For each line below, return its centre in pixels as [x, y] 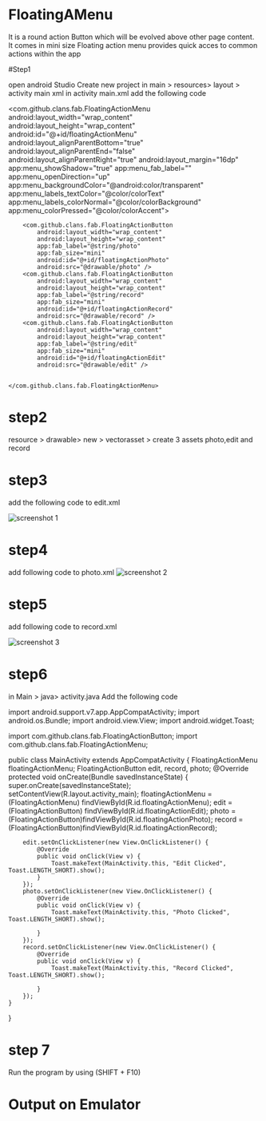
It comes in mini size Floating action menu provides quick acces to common [133, 45]
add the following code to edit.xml [64, 502]
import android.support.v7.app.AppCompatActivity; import [104, 711]
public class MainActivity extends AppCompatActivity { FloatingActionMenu [133, 759]
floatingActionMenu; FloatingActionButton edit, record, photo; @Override [129, 768]
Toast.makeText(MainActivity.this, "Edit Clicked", [139, 863]
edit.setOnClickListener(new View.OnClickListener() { [116, 842]
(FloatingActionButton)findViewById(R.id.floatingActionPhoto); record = [126, 819]
